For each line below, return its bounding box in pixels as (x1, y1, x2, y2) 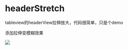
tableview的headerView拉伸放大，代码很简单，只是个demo (5, 19, 124, 25)
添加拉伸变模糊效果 (5, 30, 44, 35)
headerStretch (5, 3, 65, 14)
